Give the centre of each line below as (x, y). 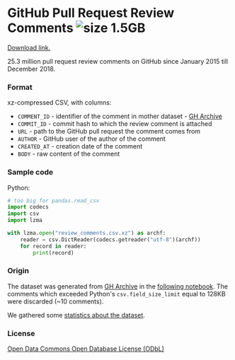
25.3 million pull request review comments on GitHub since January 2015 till (118, 61)
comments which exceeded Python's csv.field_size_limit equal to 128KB (116, 294)
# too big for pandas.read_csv (53, 201)
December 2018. (31, 69)
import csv (23, 214)
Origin (18, 271)
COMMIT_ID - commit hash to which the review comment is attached (115, 124)
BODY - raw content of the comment (69, 154)
